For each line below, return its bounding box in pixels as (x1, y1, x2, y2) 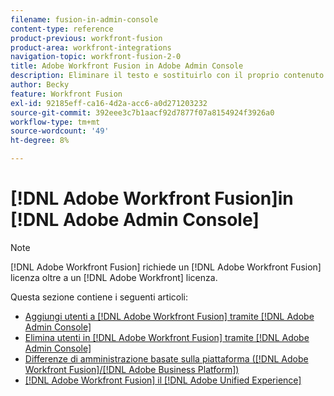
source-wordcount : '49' (10, 126, 110, 136)
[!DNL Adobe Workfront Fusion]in (10, 187, 294, 210)
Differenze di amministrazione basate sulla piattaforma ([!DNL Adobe (24, 352, 309, 365)
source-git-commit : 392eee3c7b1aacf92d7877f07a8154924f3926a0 (10, 107, 275, 118)
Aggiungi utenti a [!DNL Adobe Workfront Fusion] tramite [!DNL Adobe (24, 310, 315, 322)
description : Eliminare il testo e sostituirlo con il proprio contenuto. (10, 71, 329, 81)
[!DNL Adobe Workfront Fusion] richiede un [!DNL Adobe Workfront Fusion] (10, 261, 322, 273)
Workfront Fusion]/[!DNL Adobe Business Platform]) (24, 363, 240, 375)
